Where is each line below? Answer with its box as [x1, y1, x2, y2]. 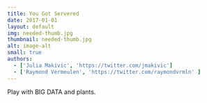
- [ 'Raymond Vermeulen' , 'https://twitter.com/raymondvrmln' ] [13, 68, 201, 75]
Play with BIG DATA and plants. [7, 88, 96, 96]
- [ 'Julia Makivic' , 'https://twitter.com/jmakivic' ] [13, 62, 173, 69]
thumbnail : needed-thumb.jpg [7, 36, 92, 43]
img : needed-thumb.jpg [7, 29, 73, 37]
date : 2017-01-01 [7, 17, 58, 24]
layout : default [7, 23, 54, 30]
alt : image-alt [7, 42, 52, 49]
